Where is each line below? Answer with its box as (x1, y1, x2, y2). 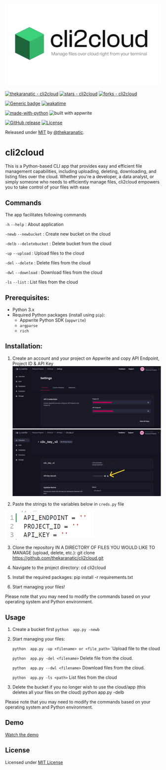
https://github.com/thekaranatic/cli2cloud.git (12, 555, 104, 561)
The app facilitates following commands (5, 212, 86, 218)
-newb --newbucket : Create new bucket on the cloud (5, 231, 111, 237)
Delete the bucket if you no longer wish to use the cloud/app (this (12, 684, 146, 690)
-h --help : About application (5, 221, 64, 227)
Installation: (5, 342, 43, 351)
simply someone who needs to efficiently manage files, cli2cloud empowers (5, 179, 160, 185)
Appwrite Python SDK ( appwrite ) (19, 317, 86, 323)
